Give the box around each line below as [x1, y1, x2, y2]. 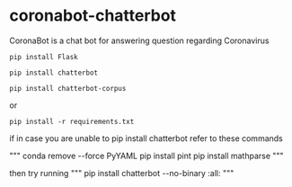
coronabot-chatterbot [9, 5, 177, 26]
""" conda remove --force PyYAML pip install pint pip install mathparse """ [9, 150, 285, 161]
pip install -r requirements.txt [9, 117, 135, 126]
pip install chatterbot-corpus [9, 84, 127, 93]
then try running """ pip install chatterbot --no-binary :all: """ [9, 167, 234, 178]
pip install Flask [9, 52, 78, 61]
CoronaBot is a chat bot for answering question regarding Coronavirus [9, 35, 270, 46]
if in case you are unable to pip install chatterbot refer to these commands [9, 132, 283, 144]
